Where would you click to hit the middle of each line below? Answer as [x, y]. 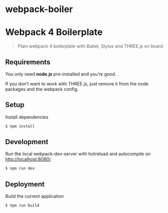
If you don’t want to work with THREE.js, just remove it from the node [77, 83]
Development [27, 142]
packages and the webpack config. [42, 89]
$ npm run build [22, 205]
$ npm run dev [20, 169]
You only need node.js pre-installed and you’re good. [61, 74]
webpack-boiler [39, 9]
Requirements [28, 62]
